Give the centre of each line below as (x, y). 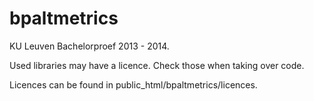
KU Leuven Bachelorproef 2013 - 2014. (89, 46)
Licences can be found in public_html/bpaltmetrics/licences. (133, 84)
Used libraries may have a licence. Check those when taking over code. (157, 65)
